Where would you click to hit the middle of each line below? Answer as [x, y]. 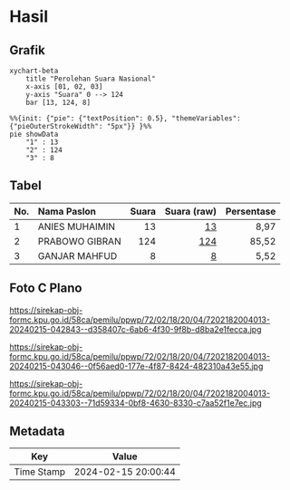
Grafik [27, 50]
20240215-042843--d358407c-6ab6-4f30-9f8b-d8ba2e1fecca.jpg [135, 329]
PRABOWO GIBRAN [79, 241]
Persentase [251, 211]
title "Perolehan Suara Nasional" [91, 79]
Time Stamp [40, 472]
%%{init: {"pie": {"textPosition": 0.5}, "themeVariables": [126, 119]
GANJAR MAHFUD [77, 255]
